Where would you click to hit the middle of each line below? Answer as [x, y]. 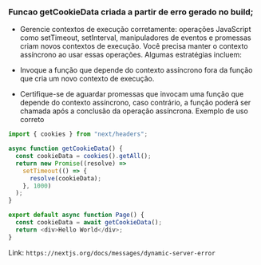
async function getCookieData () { [66, 149]
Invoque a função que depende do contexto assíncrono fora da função [136, 70]
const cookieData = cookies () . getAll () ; [83, 156]
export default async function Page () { [77, 215]
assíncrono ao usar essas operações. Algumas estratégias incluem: [130, 55]
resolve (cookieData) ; [65, 178]
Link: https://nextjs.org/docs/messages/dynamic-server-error [112, 252]
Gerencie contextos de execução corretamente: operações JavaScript [135, 30]
